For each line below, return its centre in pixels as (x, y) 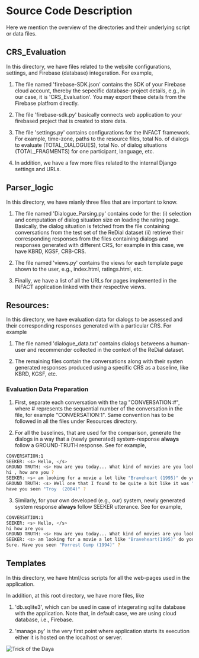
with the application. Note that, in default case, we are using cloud (95, 613)
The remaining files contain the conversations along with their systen (99, 361)
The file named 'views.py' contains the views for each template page (99, 262)
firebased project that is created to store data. (71, 121)
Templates (26, 564)
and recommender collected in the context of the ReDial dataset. (106, 350)
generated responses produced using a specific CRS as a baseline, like (101, 368)
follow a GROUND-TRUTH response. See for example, (81, 445)
